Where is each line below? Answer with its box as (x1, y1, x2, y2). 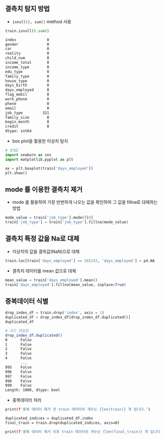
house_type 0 (5, 78, 50, 83)
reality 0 (5, 51, 50, 56)
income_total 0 (5, 60, 50, 65)
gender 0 (5, 42, 50, 47)
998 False (5, 379, 32, 384)
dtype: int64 (5, 129, 32, 134)
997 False (5, 374, 32, 379)
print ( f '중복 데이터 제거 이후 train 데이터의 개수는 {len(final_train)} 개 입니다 (5, 429, 161, 434)
